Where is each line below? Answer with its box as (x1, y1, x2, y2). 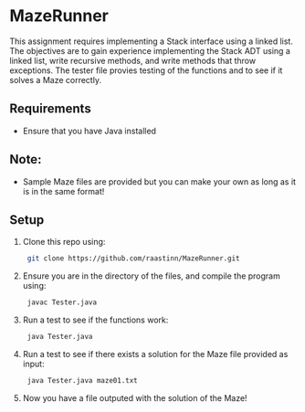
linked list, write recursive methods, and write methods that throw (9, 55, 257, 66)
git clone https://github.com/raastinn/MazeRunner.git (26, 254, 240, 263)
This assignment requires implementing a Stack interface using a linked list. (9, 36, 294, 47)
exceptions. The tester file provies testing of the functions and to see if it (9, 65, 283, 76)
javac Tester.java (26, 298, 98, 307)
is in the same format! (22, 185, 105, 196)
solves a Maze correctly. (9, 74, 102, 85)
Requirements (9, 101, 91, 117)
